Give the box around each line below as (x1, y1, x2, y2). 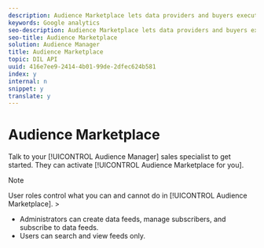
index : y (8, 70, 37, 78)
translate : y (8, 92, 51, 100)
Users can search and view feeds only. (19, 231, 145, 241)
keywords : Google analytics (8, 19, 101, 27)
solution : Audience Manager (8, 41, 101, 49)
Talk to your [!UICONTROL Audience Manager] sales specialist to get (8, 152, 231, 161)
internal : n (8, 77, 47, 85)
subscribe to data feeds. (19, 223, 99, 232)
